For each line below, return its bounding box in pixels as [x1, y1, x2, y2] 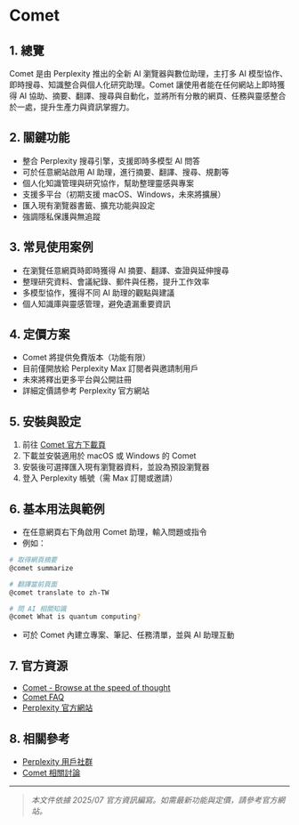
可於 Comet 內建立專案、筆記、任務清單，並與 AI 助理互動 [21, 629, 235, 641]
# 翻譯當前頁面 [9, 579, 58, 588]
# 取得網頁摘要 [9, 555, 58, 565]
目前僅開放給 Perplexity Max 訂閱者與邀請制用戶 [21, 363, 198, 374]
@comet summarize [9, 563, 74, 572]
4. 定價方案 [9, 327, 70, 343]
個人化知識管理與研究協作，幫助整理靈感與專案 [21, 177, 194, 188]
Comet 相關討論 [21, 767, 81, 778]
